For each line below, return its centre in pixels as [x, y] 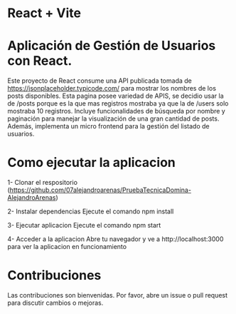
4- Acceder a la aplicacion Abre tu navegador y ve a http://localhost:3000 [116, 239]
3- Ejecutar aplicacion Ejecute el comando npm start [84, 226]
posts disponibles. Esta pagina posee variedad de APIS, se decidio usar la [116, 96]
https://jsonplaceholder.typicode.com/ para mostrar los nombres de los [112, 88]
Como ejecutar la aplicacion [91, 163]
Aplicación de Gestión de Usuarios [112, 46]
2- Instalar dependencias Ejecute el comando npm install [91, 211]
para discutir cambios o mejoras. [55, 303]
